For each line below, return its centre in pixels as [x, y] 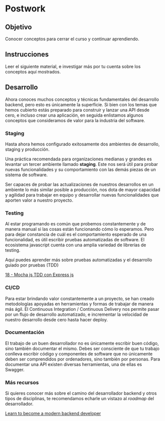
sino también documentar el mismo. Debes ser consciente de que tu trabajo [82, 349]
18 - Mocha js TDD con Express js [40, 275]
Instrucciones [27, 54]
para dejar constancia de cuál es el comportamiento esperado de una [76, 234]
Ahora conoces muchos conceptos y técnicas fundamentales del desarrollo [82, 99]
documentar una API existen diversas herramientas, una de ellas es [74, 364]
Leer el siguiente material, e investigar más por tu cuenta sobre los [73, 66]
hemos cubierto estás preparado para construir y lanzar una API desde [77, 110]
